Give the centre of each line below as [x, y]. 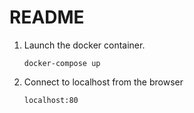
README [47, 17]
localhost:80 [51, 100]
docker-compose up [62, 63]
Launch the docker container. [84, 45]
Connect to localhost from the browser [103, 82]
